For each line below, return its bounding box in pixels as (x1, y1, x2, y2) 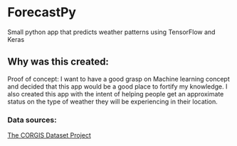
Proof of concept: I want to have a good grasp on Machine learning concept (7, 74, 230, 83)
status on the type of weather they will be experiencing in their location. (7, 97, 218, 106)
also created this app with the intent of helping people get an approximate (7, 89, 224, 98)
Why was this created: (7, 56, 109, 68)
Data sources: (7, 115, 57, 125)
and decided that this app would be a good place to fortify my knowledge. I (7, 82, 228, 91)
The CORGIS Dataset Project (7, 131, 91, 140)
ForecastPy (7, 4, 77, 21)
